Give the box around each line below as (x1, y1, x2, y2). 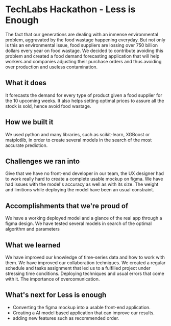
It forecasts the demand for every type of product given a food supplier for (5, 92, 162, 98)
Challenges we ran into (5, 157, 80, 165)
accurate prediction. (5, 142, 48, 148)
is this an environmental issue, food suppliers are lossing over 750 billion (5, 42, 158, 48)
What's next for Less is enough (5, 291, 107, 299)
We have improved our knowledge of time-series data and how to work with (5, 254, 165, 260)
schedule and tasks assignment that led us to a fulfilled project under (5, 265, 151, 271)
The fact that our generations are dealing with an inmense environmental (5, 31, 158, 37)
